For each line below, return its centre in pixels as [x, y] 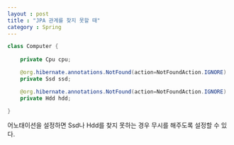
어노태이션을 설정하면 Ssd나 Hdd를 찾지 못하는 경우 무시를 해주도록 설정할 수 [113, 125]
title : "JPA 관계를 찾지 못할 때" [54, 21]
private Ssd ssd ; [46, 79]
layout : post [28, 14]
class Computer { [33, 47]
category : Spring [34, 27]
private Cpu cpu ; [46, 60]
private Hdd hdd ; [46, 98]
